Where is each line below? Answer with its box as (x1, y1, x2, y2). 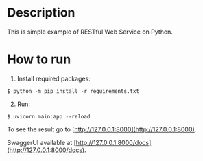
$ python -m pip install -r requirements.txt (7, 87, 139, 94)
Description (7, 5, 75, 21)
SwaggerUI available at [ (7, 138, 77, 147)
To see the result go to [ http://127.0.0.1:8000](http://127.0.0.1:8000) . (7, 125, 197, 133)
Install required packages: (16, 74, 91, 83)
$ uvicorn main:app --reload (7, 113, 91, 120)
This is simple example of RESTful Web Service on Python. (7, 28, 174, 36)
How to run (7, 52, 71, 67)
